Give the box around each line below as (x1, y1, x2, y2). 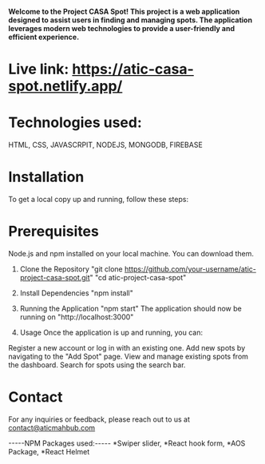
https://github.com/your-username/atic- (124, 264, 257, 274)
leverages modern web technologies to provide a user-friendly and (8, 24, 235, 33)
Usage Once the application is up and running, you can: (19, 327, 204, 337)
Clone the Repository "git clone (19, 264, 124, 274)
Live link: (8, 60, 69, 78)
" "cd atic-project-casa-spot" (89, 273, 187, 282)
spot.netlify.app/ (8, 77, 123, 95)
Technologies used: (8, 113, 142, 132)
